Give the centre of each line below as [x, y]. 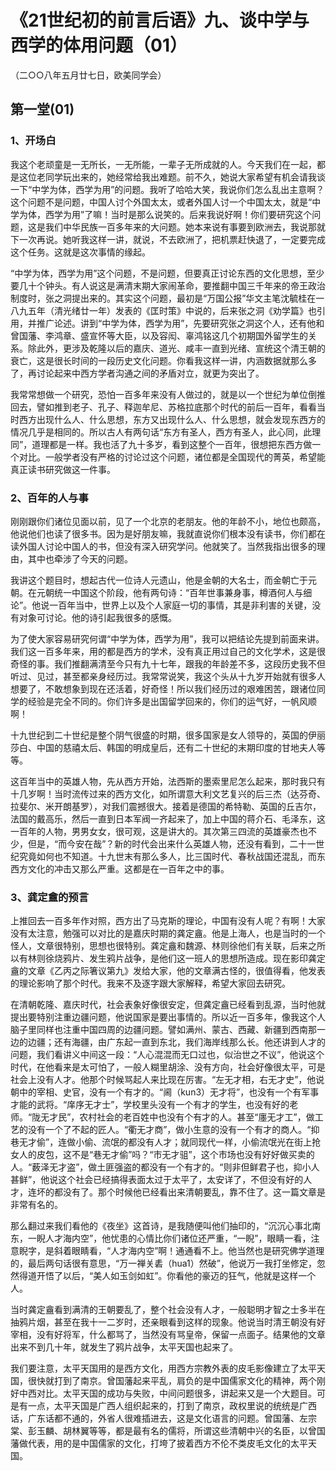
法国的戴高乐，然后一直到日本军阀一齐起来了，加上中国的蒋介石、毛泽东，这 [168, 818]
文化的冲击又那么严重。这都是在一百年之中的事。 [128, 868]
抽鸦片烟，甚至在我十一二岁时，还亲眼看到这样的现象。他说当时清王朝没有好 [168, 1322]
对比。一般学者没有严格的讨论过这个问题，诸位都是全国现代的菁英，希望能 [172, 457]
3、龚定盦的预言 [50, 897]
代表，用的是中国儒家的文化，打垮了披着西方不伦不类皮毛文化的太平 [167, 1443]
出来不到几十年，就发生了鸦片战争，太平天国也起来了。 [124, 1347]
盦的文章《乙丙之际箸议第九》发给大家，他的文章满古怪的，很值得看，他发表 [168, 971]
